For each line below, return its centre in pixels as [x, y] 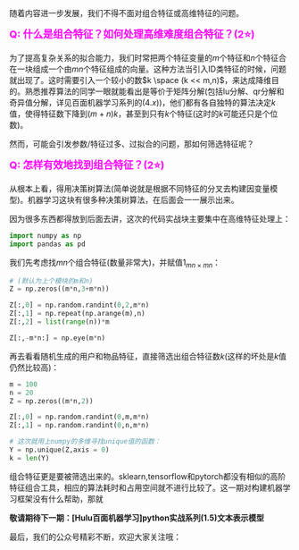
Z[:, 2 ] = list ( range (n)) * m [59, 322]
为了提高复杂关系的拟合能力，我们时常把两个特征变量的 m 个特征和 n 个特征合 [148, 58]
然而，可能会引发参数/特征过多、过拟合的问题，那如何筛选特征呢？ [132, 144]
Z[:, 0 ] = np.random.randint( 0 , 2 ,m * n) [79, 305]
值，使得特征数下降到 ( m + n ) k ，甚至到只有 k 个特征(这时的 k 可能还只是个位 [144, 114]
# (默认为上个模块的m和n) [51, 281]
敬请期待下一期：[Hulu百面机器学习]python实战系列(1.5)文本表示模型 [137, 518]
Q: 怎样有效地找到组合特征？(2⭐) [87, 165]
